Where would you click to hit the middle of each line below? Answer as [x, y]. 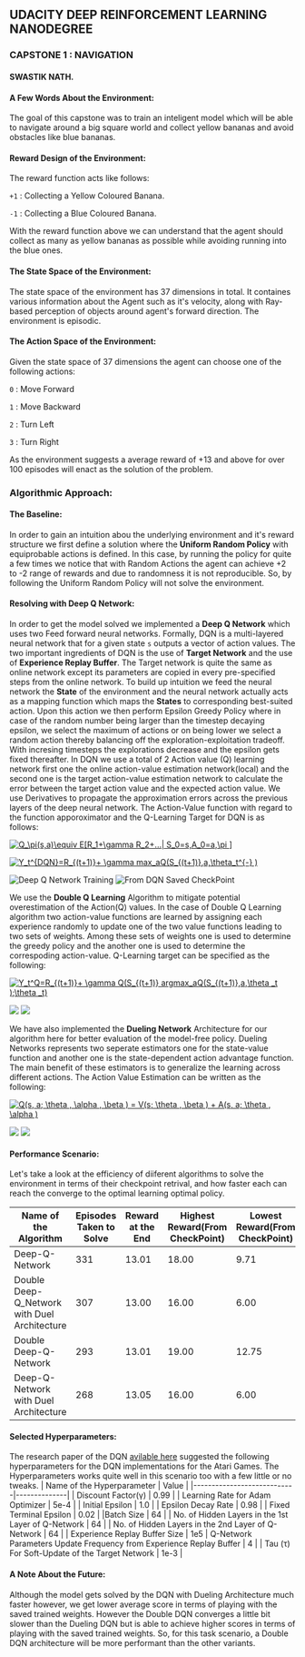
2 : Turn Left [32, 424]
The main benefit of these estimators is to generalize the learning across [145, 1067]
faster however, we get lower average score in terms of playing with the [143, 1604]
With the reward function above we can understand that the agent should [146, 231]
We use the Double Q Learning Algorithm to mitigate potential [125, 898]
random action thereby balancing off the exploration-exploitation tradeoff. [147, 740]
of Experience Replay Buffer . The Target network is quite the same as [141, 662]
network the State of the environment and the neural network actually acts [149, 692]
